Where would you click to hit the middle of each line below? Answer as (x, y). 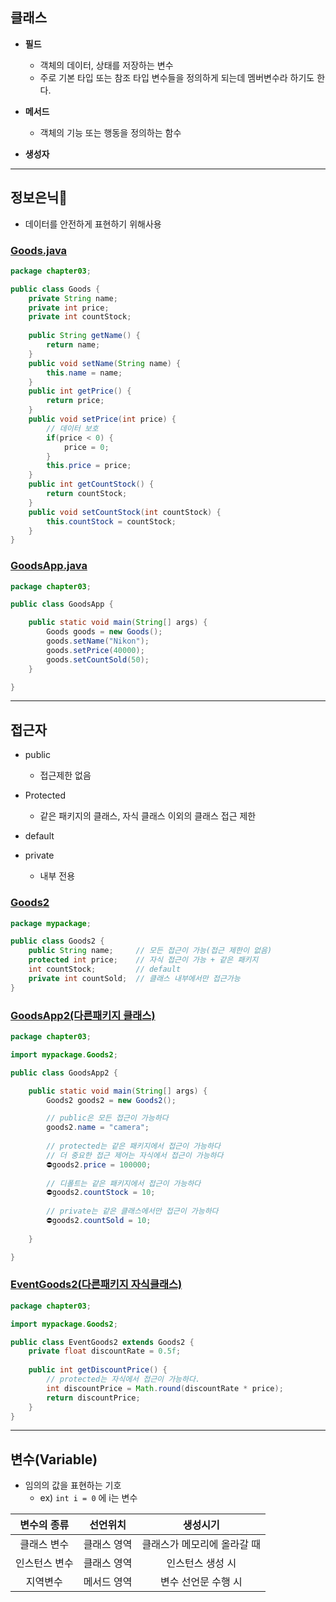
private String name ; (73, 298)
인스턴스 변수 (44, 1563)
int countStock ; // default (105, 969)
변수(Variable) (54, 1459)
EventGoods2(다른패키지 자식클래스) (96, 1285)
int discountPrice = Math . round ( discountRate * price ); (165, 1388)
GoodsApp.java (49, 566)
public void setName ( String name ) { (105, 363)
